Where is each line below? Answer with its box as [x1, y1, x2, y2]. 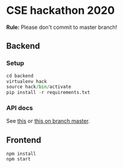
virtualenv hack [6, 78, 47, 84]
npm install [6, 151, 36, 157]
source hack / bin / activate [6, 84, 71, 90]
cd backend [6, 73, 34, 79]
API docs [6, 104, 33, 112]
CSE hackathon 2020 [6, 4, 115, 17]
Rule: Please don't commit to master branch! [6, 23, 118, 31]
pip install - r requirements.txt [6, 90, 90, 96]
